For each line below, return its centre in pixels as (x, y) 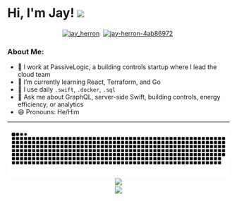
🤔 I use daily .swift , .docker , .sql (67, 89)
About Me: (26, 51)
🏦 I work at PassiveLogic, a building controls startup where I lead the (117, 67)
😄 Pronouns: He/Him (48, 111)
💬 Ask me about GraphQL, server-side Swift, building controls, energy (119, 97)
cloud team (34, 74)
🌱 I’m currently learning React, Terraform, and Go (89, 82)
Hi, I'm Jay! (41, 13)
